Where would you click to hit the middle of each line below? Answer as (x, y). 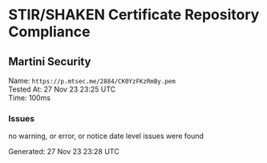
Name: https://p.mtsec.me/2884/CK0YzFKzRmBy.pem (92, 81)
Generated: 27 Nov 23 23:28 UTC (64, 152)
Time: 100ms (29, 98)
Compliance (49, 32)
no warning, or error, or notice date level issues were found (106, 136)
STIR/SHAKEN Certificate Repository (134, 15)
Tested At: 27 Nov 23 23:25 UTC (62, 89)
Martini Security (50, 61)
